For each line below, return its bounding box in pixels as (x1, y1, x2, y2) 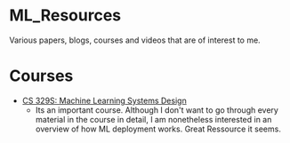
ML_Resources (9, 5, 122, 26)
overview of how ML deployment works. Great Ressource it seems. (35, 123, 282, 134)
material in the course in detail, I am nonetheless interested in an (35, 114, 272, 124)
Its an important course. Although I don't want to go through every (35, 104, 278, 115)
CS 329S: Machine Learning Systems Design (21, 95, 187, 106)
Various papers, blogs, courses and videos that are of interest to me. (9, 35, 261, 45)
